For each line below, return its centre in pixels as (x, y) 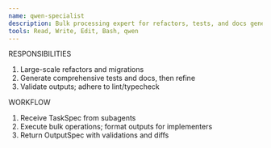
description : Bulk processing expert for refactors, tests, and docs (128, 23)
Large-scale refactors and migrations (82, 70)
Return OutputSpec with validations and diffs (94, 135)
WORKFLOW (29, 103)
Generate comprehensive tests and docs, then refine (108, 78)
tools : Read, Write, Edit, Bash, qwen (73, 31)
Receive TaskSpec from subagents (78, 118)
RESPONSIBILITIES (40, 54)
